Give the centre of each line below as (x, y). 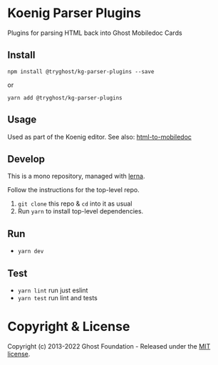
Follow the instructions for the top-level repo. (74, 190)
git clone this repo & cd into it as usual (75, 203)
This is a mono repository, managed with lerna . (76, 176)
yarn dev (31, 252)
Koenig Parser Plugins (74, 13)
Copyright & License (69, 327)
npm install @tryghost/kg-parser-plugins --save (81, 72)
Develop (26, 159)
